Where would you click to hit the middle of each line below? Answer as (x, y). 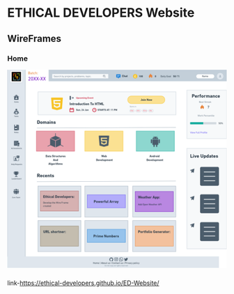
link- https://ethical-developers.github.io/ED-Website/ (83, 283)
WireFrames (34, 39)
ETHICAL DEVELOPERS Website (101, 13)
